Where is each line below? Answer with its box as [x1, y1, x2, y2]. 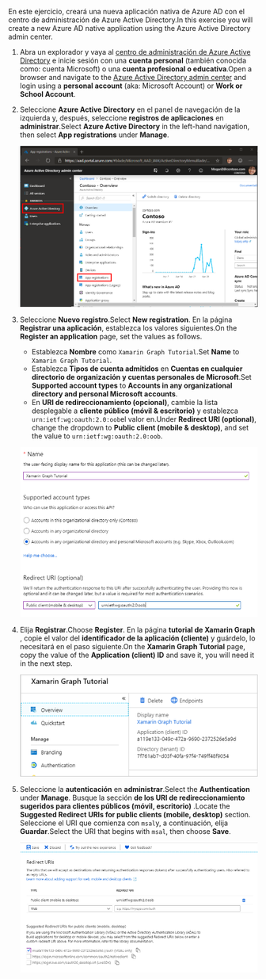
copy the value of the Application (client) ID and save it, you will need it [19, 650, 255, 660]
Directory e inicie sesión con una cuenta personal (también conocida [19, 55, 247, 65]
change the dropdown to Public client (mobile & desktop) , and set [31, 423, 249, 432]
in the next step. [19, 658, 73, 668]
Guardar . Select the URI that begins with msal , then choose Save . [19, 827, 231, 836]
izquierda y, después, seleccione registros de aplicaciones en [19, 113, 224, 122]
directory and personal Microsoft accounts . [31, 388, 178, 399]
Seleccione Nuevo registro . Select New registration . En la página [19, 315, 233, 324]
